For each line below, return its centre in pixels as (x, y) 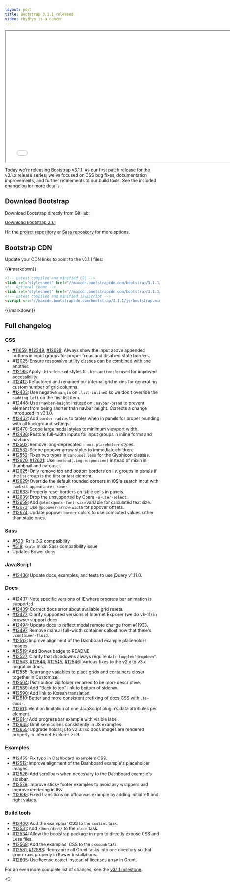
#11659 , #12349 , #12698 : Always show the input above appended (79, 350)
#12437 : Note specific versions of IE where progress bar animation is (82, 599)
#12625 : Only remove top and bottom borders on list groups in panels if (85, 471)
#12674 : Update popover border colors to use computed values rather (83, 512)
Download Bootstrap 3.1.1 (30, 222)
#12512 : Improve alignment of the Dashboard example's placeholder (81, 763)
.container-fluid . (30, 635)
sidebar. (20, 779)
